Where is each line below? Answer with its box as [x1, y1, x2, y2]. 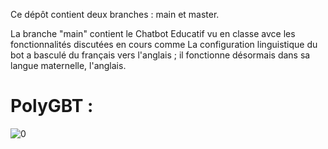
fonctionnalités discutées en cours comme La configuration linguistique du [10, 39, 318, 50]
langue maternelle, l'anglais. [10, 60, 127, 71]
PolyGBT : [10, 95, 94, 118]
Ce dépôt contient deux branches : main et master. [10, 9, 220, 20]
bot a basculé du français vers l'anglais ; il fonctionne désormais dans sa [10, 49, 311, 61]
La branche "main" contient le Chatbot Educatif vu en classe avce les [10, 28, 296, 39]
